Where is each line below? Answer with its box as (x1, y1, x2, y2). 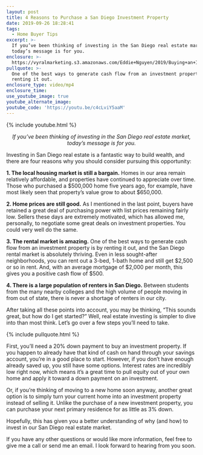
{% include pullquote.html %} (6, 330, 80, 338)
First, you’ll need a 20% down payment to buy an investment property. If (6, 342, 187, 350)
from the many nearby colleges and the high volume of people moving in (6, 288, 187, 295)
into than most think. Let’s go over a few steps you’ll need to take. (6, 319, 170, 326)
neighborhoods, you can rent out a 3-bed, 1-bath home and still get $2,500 (6, 257, 193, 264)
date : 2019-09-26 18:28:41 (6, 20, 74, 26)
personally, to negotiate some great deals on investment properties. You (6, 219, 186, 227)
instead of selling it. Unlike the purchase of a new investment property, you (6, 399, 193, 406)
